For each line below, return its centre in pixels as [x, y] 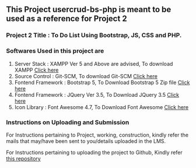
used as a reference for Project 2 [66, 19]
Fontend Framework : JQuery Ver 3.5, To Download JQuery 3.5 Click [97, 94]
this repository [23, 158]
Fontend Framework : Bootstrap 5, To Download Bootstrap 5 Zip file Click [102, 82]
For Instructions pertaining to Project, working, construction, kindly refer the [97, 135]
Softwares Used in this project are [55, 51]
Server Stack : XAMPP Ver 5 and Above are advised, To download [94, 64]
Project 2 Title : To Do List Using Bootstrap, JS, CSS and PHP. [94, 36]
